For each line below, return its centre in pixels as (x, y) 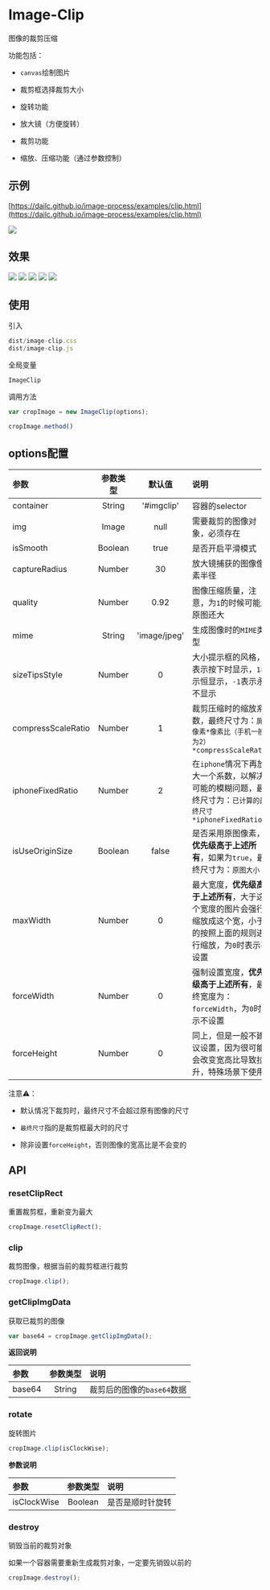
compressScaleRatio (51, 728)
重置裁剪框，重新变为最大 (51, 1212)
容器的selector (219, 506)
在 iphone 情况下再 (224, 764)
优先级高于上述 (220, 845)
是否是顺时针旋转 (139, 1502)
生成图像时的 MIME (224, 630)
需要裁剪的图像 (220, 521)
